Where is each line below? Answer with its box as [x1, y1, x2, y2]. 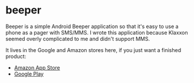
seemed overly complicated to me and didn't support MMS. [5, 35, 150, 42]
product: [5, 53, 27, 60]
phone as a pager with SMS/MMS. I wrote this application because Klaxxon [5, 29, 188, 36]
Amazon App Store [14, 64, 60, 71]
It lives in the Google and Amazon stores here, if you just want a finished [5, 46, 181, 53]
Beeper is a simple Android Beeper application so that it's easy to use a [5, 23, 179, 30]
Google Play [14, 70, 44, 77]
